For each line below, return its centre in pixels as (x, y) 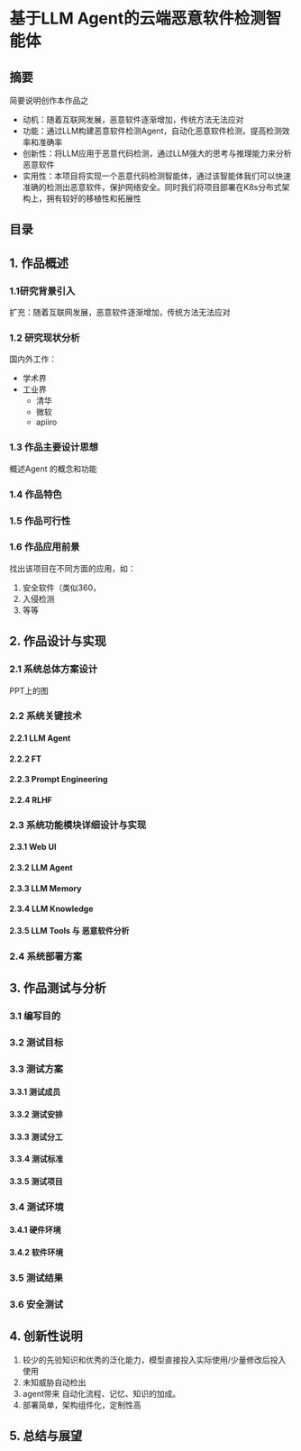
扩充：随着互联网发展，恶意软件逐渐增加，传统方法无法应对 (120, 313)
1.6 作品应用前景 (45, 547)
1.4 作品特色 (36, 494)
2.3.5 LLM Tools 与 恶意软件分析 (69, 930)
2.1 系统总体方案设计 (54, 670)
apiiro (46, 422)
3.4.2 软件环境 (36, 1252)
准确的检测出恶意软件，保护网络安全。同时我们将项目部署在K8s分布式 (152, 187)
